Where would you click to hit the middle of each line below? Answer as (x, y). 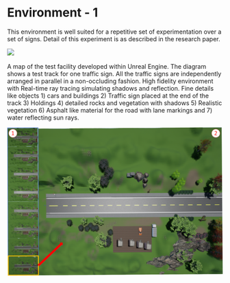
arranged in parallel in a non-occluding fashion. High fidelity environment (110, 81)
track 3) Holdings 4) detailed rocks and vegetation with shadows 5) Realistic (115, 103)
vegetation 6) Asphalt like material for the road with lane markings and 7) (110, 110)
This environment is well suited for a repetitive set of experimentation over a (114, 32)
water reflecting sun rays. (43, 117)
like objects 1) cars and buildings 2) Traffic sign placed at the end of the (108, 95)
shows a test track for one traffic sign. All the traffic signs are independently (114, 73)
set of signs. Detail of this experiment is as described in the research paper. (114, 38)
